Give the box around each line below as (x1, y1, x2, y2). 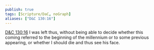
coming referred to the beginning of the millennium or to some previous (5, 34, 149, 40)
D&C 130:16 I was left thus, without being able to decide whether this (5, 30, 143, 35)
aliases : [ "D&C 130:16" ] (5, 16, 56, 21)
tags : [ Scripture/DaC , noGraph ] (5, 12, 71, 17)
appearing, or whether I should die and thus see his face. (5, 40, 120, 46)
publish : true (5, 7, 34, 12)
